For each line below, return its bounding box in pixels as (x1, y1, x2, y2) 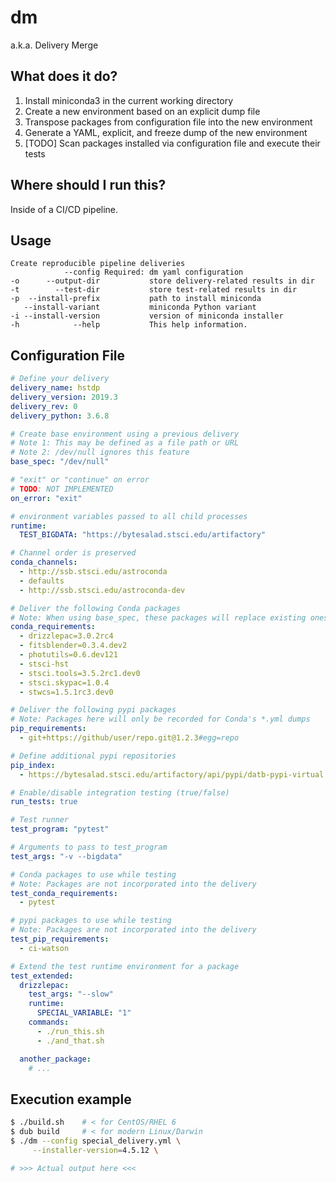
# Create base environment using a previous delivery (10, 429, 240, 439)
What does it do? (10, 68, 118, 85)
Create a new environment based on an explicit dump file (24, 105, 261, 117)
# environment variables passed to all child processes (10, 511, 248, 521)
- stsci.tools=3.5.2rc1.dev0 (19, 668, 141, 678)
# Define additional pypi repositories (10, 751, 177, 761)
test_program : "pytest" (10, 824, 110, 835)
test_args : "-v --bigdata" (10, 851, 123, 861)
